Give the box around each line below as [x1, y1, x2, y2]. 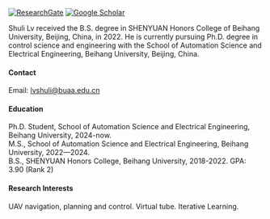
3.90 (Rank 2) [8, 165, 54, 175]
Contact [8, 67, 36, 77]
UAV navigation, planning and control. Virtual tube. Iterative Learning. [8, 201, 239, 211]
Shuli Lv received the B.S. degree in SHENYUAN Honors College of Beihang [8, 23, 260, 32]
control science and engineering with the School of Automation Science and [8, 40, 263, 50]
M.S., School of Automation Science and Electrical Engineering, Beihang [8, 139, 249, 149]
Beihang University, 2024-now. [8, 130, 112, 141]
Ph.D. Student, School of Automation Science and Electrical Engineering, [8, 122, 251, 132]
